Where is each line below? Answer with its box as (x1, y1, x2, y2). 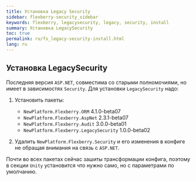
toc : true (6, 31, 31, 36)
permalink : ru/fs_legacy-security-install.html (6, 36, 125, 42)
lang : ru (6, 42, 28, 48)
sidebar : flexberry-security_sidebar (6, 14, 99, 20)
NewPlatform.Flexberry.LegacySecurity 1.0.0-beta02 (23, 126, 151, 133)
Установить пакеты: (14, 96, 65, 103)
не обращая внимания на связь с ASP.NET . (14, 144, 120, 151)
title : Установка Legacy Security (6, 8, 91, 15)
